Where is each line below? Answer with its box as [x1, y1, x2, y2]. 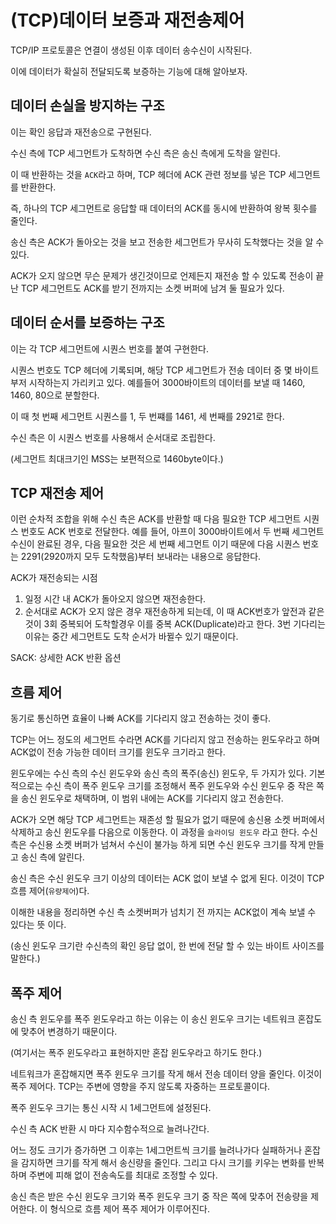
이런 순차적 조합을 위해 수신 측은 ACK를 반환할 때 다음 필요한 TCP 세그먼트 [10, 513, 302, 525]
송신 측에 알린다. [20, 851, 85, 863]
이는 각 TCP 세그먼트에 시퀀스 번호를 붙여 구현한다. [10, 342, 209, 355]
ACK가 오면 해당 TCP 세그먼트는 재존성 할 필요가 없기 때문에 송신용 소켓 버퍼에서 [10, 814, 326, 826]
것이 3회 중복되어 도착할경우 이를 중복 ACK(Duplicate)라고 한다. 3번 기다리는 [24, 618, 326, 630]
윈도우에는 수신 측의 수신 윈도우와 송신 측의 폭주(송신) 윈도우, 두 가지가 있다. [10, 767, 307, 780]
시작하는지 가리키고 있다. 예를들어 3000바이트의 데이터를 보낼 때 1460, [28, 376, 306, 388]
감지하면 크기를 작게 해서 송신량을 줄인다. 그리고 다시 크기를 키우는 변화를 [20, 1157, 307, 1168]
